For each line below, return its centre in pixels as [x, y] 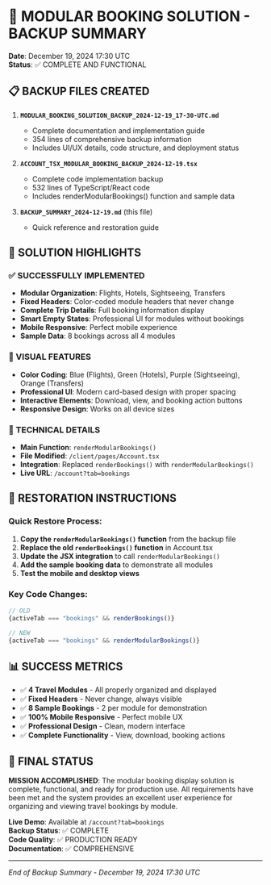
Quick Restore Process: [55, 521]
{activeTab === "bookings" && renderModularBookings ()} [104, 641]
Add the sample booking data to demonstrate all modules [117, 565]
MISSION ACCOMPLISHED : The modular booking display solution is [121, 781]
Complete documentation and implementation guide [119, 130]
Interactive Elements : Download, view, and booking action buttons [131, 400]
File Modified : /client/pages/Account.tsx [90, 456]
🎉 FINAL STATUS [51, 761]
